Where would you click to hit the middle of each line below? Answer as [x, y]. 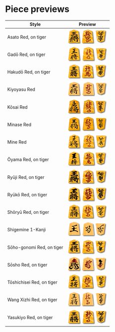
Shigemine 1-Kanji [27, 230]
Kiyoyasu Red [21, 89]
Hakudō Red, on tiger [29, 72]
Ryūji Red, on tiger [26, 177]
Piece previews [37, 9]
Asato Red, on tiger [27, 37]
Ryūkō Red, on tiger [27, 194]
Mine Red [17, 142]
